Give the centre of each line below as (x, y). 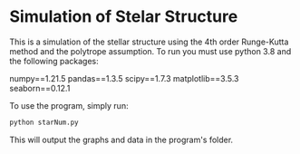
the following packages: (54, 61)
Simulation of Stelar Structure (124, 17)
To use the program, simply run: (69, 105)
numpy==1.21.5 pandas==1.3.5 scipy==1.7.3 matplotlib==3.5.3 (124, 78)
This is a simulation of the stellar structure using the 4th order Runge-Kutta (149, 42)
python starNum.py (44, 122)
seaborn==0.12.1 (40, 88)
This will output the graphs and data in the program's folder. (121, 140)
